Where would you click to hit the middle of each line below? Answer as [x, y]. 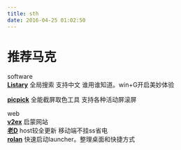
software [20, 77]
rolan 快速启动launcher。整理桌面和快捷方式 [71, 140]
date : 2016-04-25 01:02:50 [46, 20]
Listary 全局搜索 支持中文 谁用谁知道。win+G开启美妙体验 [91, 85]
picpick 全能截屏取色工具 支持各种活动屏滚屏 [72, 100]
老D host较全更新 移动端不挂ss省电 [58, 130]
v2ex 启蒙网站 [28, 122]
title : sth [23, 14]
